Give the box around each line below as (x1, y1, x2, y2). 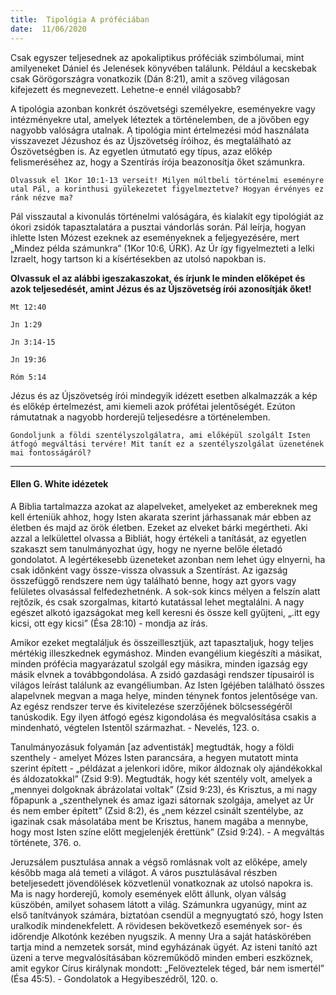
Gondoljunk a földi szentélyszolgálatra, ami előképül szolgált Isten (10, 430, 311, 440)
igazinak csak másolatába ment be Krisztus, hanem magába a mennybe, (10, 815, 309, 827)
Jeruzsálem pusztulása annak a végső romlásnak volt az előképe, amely (10, 856, 308, 868)
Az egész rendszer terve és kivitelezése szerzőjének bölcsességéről (10, 700, 293, 712)
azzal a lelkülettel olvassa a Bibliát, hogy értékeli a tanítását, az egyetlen (10, 532, 307, 544)
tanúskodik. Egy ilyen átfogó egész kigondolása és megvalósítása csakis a (10, 711, 317, 723)
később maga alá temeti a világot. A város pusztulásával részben (10, 866, 278, 878)
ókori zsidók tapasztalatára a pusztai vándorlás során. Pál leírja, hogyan (10, 221, 307, 233)
